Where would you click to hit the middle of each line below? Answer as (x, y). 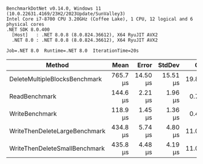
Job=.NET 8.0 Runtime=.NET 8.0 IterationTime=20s (72, 51)
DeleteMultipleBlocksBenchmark (56, 79)
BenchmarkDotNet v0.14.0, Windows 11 (54, 8)
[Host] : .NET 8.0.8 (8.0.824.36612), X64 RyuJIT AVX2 (85, 35)
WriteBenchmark (33, 114)
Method (58, 65)
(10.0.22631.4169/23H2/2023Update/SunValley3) (66, 14)
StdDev (169, 65)
